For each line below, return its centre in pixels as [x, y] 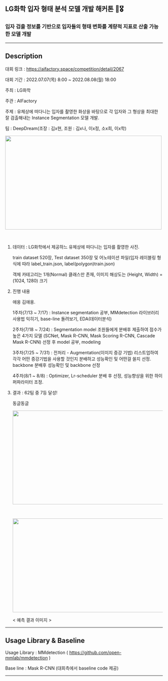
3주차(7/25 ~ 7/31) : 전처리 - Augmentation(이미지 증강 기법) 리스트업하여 [85, 352]
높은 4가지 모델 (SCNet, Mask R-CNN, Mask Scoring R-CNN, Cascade [84, 335]
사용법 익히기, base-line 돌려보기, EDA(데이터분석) [62, 319]
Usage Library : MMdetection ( [37, 652]
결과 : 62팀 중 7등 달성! [35, 392]
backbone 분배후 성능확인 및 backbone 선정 [56, 365]
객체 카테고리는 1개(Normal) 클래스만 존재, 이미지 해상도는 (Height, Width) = [87, 274]
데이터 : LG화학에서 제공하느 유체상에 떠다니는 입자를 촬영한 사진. [76, 247]
